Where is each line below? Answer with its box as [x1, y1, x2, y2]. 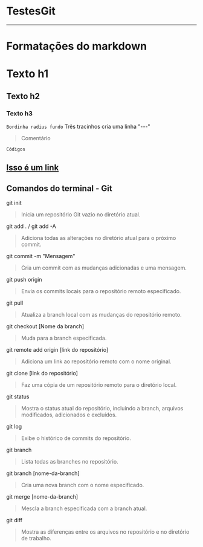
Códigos [6, 146, 26, 152]
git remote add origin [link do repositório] [6, 346, 109, 354]
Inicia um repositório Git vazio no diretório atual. [21, 211, 141, 218]
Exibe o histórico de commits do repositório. [21, 435, 131, 442]
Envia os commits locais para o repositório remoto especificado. [21, 288, 181, 295]
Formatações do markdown [6, 39, 147, 53]
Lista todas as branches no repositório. [21, 458, 119, 465]
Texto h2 [6, 91, 40, 101]
